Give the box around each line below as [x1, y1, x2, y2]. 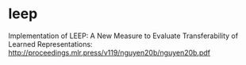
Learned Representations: [8, 39, 93, 48]
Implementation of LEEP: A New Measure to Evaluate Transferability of [8, 31, 239, 40]
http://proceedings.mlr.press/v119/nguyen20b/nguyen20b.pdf [8, 48, 210, 57]
